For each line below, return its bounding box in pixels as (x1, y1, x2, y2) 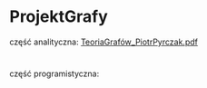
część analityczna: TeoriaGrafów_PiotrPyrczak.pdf (9, 36, 198, 47)
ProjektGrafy (9, 6, 109, 27)
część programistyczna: (9, 68, 100, 79)
